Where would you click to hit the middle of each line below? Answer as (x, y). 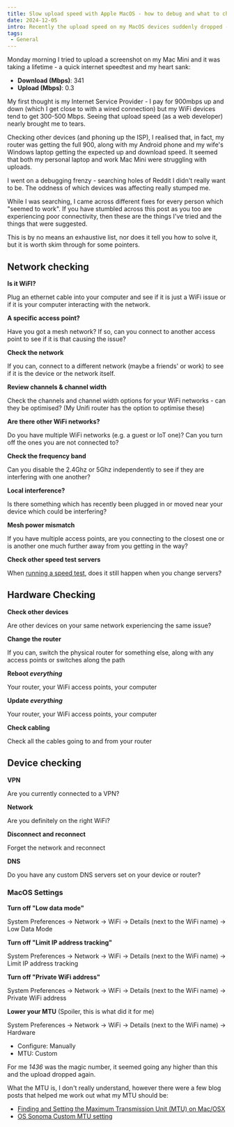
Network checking (48, 267)
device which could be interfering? (57, 511)
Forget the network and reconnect (56, 848)
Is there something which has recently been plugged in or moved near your (115, 504)
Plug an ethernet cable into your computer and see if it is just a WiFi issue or (117, 297)
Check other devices (38, 611)
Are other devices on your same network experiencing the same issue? (109, 625)
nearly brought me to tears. (46, 124)
